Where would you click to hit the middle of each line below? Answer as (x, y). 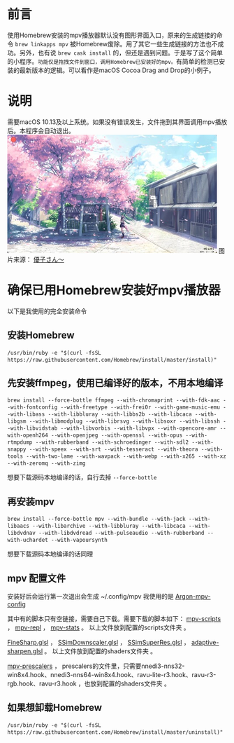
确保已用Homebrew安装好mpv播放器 (114, 291)
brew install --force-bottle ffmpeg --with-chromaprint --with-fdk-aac (114, 400)
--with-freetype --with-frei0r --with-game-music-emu (140, 407)
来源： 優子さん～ (38, 259)
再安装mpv (31, 502)
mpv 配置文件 (37, 578)
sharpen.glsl (25, 651)
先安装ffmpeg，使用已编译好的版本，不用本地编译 (115, 383)
